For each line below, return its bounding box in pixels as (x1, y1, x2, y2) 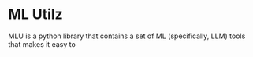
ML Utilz (8, 5, 63, 23)
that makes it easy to (8, 39, 76, 48)
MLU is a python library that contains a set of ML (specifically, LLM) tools (8, 31, 246, 41)
